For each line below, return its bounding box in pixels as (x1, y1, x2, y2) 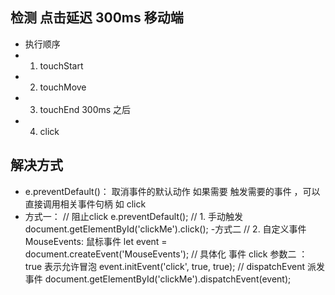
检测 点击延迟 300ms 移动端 (10, 9, 184, 27)
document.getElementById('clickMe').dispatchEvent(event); (44, 273, 292, 285)
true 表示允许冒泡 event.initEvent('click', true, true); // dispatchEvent (24, 260, 306, 272)
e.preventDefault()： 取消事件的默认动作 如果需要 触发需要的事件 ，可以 (24, 185, 321, 197)
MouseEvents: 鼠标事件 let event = (24, 235, 168, 247)
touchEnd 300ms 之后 (39, 103, 132, 115)
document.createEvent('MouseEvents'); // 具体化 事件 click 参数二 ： (24, 248, 308, 260)
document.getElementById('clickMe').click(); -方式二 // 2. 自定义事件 (24, 223, 307, 235)
